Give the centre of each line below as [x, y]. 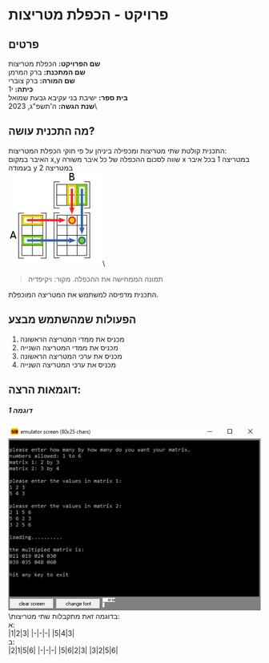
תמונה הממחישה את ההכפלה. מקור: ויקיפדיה [96, 279]
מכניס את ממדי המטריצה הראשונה [72, 339]
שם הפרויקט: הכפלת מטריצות [54, 63]
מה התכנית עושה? [52, 131]
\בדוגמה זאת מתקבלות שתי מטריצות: [64, 617]
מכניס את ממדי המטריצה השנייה [69, 347]
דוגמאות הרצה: [45, 390]
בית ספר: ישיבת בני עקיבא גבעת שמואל [68, 97]
